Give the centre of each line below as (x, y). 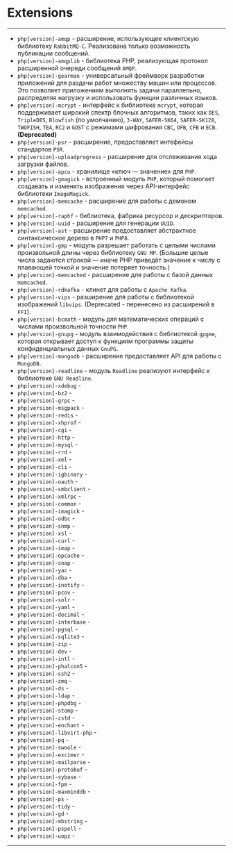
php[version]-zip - (44, 643)
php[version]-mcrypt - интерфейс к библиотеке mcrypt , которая (110, 105)
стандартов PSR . (41, 149)
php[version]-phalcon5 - (52, 665)
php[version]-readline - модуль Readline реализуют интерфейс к (113, 370)
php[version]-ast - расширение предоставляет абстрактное (106, 230)
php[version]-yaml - (46, 606)
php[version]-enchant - (51, 724)
